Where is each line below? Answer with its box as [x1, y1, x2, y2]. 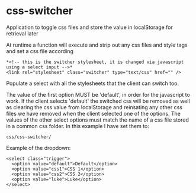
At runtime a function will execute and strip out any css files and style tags [6, 41, 188, 48]
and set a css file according [6, 47, 74, 54]
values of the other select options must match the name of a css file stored [6, 116, 189, 123]
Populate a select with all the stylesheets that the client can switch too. [6, 80, 179, 87]
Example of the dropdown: [6, 144, 71, 151]
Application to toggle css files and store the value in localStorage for [6, 24, 173, 31]
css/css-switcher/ [6, 134, 52, 140]
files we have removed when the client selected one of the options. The [6, 110, 181, 117]
